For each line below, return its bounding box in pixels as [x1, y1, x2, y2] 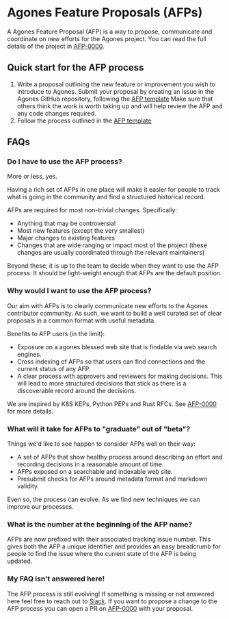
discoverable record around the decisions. [16, 386, 137, 394]
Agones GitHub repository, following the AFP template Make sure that [16, 94, 213, 103]
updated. [7, 557, 33, 566]
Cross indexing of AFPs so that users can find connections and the [16, 357, 206, 366]
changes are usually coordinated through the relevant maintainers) [16, 249, 205, 257]
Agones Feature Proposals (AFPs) [7, 5, 203, 21]
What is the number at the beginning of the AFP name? [7, 519, 193, 529]
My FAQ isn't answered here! [7, 574, 105, 583]
